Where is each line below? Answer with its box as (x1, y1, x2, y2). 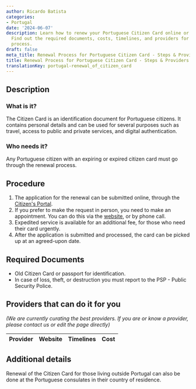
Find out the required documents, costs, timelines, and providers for (11, 36, 190, 41)
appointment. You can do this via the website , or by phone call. (14, 213, 166, 220)
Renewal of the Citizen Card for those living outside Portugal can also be (6, 370, 181, 377)
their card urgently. (14, 225, 61, 232)
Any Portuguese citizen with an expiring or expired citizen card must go (6, 155, 178, 162)
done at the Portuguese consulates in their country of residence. (6, 376, 162, 383)
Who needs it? (6, 142, 48, 150)
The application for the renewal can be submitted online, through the (14, 194, 180, 202)
